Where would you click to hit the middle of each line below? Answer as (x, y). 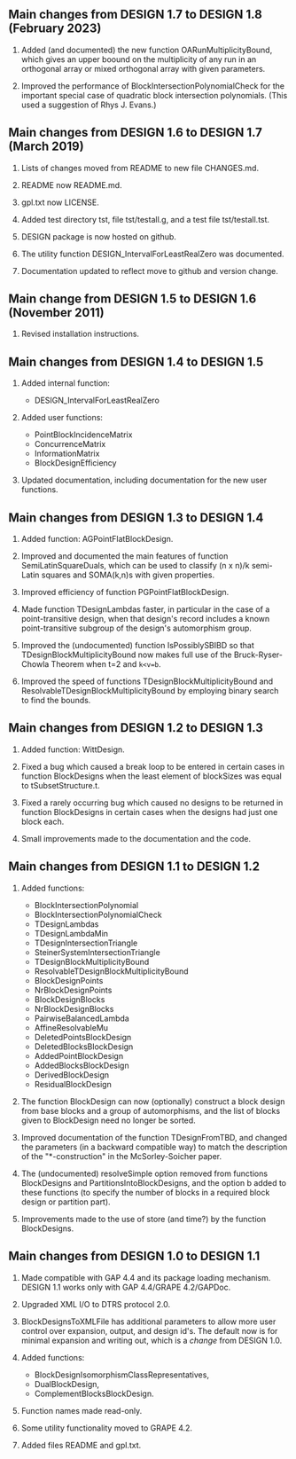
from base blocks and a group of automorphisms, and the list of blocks (151, 1110)
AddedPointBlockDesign (79, 1055)
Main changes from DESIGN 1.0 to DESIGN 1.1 (134, 1256)
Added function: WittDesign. (73, 749)
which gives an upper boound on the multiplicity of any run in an (139, 59)
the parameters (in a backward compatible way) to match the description (154, 1147)
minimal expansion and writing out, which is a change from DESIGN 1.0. (152, 1340)
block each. (43, 821)
